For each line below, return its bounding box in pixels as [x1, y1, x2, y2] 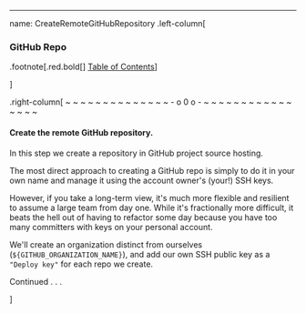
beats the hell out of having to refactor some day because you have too [9, 211, 278, 223]
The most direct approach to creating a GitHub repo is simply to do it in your [9, 165, 295, 176]
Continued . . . [9, 276, 63, 287]
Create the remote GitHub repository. [9, 126, 153, 137]
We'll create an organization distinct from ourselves [9, 238, 203, 250]
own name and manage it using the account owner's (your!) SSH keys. [9, 175, 274, 186]
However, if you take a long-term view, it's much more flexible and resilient [9, 192, 290, 203]
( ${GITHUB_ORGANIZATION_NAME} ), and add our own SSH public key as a [9, 248, 270, 259]
